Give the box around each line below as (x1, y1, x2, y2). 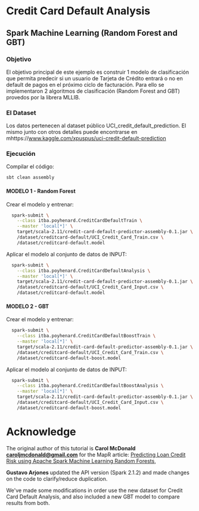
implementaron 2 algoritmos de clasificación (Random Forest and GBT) (6, 87, 181, 95)
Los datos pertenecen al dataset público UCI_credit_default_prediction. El (6, 122, 186, 129)
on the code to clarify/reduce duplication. (6, 475, 108, 482)
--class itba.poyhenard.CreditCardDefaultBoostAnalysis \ (17, 383, 164, 389)
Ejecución (6, 150, 36, 158)
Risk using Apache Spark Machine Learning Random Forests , (6, 457, 156, 465)
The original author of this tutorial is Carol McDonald (6, 444, 136, 452)
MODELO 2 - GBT (6, 302, 49, 310)
